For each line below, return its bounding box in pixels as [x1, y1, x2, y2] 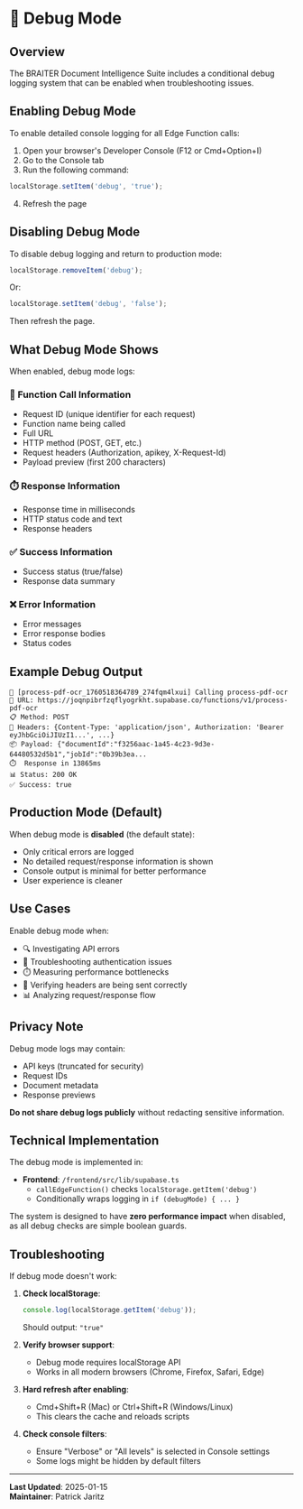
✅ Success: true [9, 781, 72, 790]
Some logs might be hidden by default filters [35, 1456, 201, 1466]
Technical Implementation [9, 1133, 160, 1148]
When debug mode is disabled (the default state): [9, 829, 196, 839]
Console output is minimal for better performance [22, 866, 207, 876]
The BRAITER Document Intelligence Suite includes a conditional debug [9, 68, 275, 79]
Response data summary [22, 575, 115, 586]
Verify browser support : [22, 1339, 115, 1350]
